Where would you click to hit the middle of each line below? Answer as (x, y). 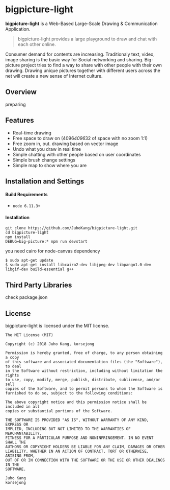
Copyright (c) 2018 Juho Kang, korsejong (50, 344)
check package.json (26, 297)
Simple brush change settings (44, 160)
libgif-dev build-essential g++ (39, 269)
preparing (16, 104)
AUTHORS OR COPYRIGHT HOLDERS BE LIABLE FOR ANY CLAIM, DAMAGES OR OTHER (85, 447)
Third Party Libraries (39, 285)
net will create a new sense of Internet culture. (54, 76)
